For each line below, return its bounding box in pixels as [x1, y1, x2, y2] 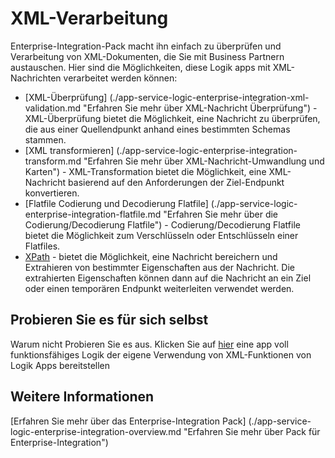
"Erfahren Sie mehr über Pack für [183, 425, 321, 437]
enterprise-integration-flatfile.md [24, 208, 162, 220]
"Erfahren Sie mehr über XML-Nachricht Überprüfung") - [83, 102, 318, 114]
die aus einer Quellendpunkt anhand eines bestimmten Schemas [24, 123, 291, 135]
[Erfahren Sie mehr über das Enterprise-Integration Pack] [10, 415, 247, 427]
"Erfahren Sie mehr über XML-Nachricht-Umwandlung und [83, 155, 325, 167]
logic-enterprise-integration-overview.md [10, 425, 182, 437]
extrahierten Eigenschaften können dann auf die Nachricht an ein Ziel [24, 272, 312, 284]
